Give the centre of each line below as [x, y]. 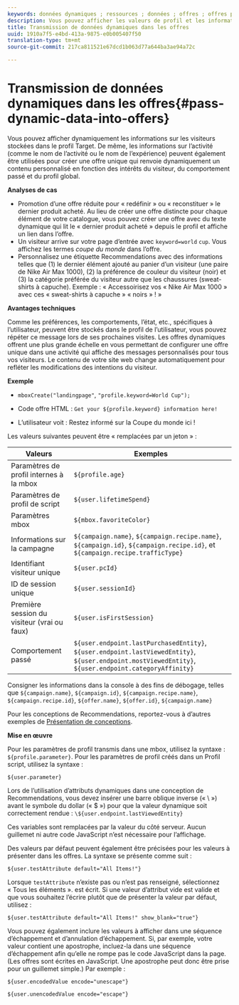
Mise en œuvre [30, 735]
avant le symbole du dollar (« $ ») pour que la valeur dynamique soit [107, 805]
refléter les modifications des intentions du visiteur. [83, 367]
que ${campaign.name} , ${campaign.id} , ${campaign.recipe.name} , [103, 692]
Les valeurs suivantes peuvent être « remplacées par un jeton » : [102, 436]
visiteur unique [36, 572]
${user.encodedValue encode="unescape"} [68, 982]
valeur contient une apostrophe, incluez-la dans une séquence [99, 946]
